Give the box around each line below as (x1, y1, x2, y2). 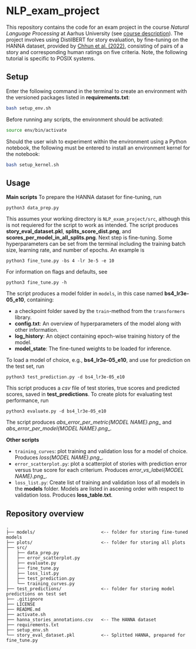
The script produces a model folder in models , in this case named (6, 290, 164, 297)
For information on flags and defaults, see (6, 268, 108, 275)
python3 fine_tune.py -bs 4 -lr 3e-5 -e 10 (6, 258, 115, 264)
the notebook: (6, 150, 40, 157)
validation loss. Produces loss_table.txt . (14, 491, 113, 498)
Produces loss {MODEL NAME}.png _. (14, 454, 104, 461)
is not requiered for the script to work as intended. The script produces (6, 222, 178, 229)
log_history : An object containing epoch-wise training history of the (14, 332, 180, 340)
